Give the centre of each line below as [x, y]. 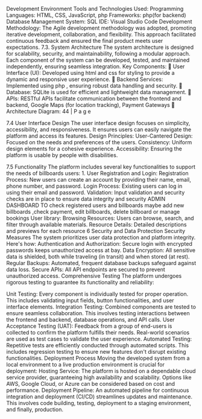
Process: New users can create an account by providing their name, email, [99, 180]
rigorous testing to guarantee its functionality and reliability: [80, 282]
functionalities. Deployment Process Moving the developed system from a [98, 358]
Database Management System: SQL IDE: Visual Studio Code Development [99, 21]
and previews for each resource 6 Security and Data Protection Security [96, 231]
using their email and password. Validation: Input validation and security [96, 192]
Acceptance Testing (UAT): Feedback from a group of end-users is [89, 326]
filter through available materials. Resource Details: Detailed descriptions [96, 225]
